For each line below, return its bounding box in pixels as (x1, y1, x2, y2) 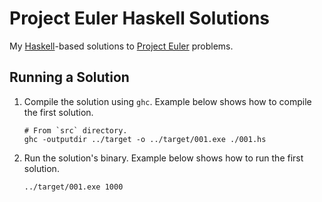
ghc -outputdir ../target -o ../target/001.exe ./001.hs (23, 134, 267, 144)
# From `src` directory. (23, 125, 128, 136)
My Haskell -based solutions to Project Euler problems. (9, 40, 234, 52)
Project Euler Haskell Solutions (9, 7, 271, 30)
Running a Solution (9, 69, 130, 86)
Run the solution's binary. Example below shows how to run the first (23, 152, 304, 164)
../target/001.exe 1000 (23, 182, 124, 192)
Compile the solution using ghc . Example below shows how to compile (23, 95, 312, 107)
